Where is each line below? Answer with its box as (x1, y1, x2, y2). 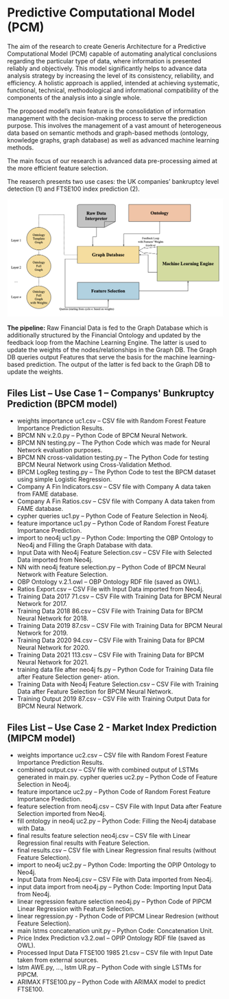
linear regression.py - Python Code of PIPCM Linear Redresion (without (16, 912, 219, 920)
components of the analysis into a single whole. (7, 93, 142, 101)
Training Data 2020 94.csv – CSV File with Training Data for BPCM (16, 635, 205, 644)
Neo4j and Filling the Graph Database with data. (16, 540, 153, 549)
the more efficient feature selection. (7, 164, 108, 172)
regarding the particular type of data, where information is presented (7, 56, 202, 65)
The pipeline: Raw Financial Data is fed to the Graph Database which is (7, 324, 208, 332)
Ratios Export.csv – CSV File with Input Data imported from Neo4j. (16, 585, 204, 593)
